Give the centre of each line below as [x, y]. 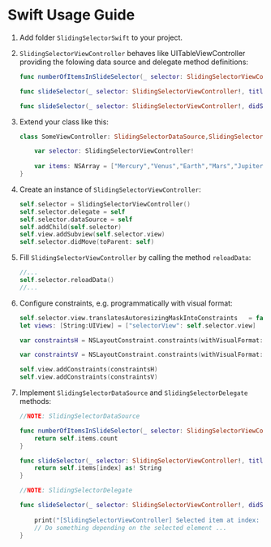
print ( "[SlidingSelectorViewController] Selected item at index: [147, 520]
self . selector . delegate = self [72, 212]
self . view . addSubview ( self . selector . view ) [92, 234]
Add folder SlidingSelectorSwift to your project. [101, 37]
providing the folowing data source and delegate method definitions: [134, 62]
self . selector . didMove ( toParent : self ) [87, 242]
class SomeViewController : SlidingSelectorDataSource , [114, 137]
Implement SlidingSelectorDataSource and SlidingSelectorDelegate [133, 393]
